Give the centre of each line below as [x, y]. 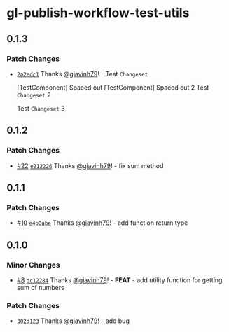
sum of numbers [40, 287]
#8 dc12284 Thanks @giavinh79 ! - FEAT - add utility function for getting [119, 280]
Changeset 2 [34, 95]
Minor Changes [33, 265]
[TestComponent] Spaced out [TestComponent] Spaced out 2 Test [113, 87]
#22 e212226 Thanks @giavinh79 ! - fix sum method [90, 165]
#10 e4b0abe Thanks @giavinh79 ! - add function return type [102, 223]
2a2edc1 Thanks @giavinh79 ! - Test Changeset [82, 74]
